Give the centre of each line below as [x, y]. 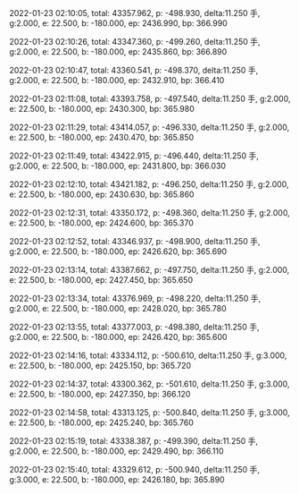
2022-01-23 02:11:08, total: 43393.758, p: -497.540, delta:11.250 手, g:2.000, [150, 98]
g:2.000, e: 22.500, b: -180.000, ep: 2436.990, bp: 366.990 [118, 23]
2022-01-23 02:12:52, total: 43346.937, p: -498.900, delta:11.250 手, [135, 241]
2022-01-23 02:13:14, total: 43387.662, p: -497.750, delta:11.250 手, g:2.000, [149, 270]
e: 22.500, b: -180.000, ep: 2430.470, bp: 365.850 [102, 137]
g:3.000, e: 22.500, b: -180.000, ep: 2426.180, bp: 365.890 [117, 480]
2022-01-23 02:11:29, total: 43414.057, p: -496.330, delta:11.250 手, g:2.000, [149, 127]
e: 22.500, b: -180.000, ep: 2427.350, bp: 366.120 [100, 394]
